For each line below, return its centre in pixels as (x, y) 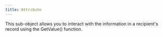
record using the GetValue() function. (44, 29)
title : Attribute (23, 10)
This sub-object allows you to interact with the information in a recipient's (82, 24)
